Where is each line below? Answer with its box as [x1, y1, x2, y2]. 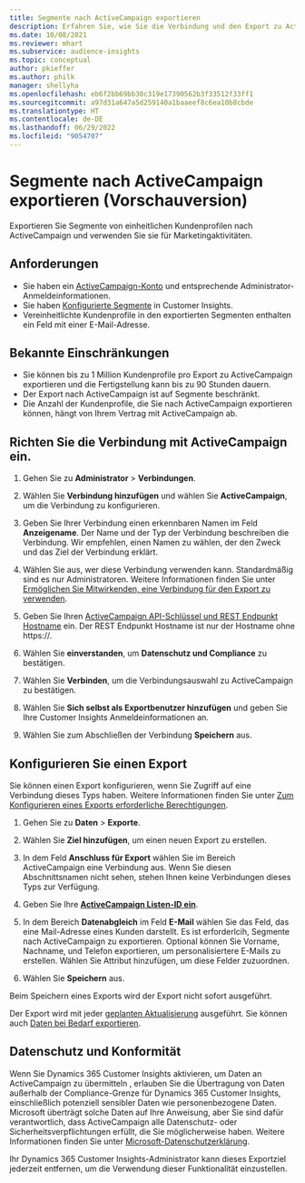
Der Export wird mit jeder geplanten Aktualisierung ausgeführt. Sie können [9, 1008, 288, 1019]
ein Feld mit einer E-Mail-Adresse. [22, 319, 151, 330]
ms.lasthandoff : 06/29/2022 [9, 124, 116, 133]
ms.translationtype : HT [9, 106, 100, 115]
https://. [22, 630, 53, 641]
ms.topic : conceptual [9, 55, 92, 65]
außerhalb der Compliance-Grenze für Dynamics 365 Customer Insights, [9, 1088, 281, 1098]
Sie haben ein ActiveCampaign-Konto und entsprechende [22, 280, 239, 291]
